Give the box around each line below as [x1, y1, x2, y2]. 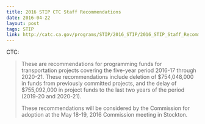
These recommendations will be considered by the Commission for [21, 104, 190, 112]
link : [6, 32, 20, 38]
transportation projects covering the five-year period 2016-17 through [21, 67, 196, 74]
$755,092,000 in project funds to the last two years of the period [21, 86, 185, 93]
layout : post [6, 20, 40, 26]
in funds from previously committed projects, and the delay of [21, 80, 177, 87]
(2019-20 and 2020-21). [21, 93, 82, 100]
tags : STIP [6, 26, 34, 32]
